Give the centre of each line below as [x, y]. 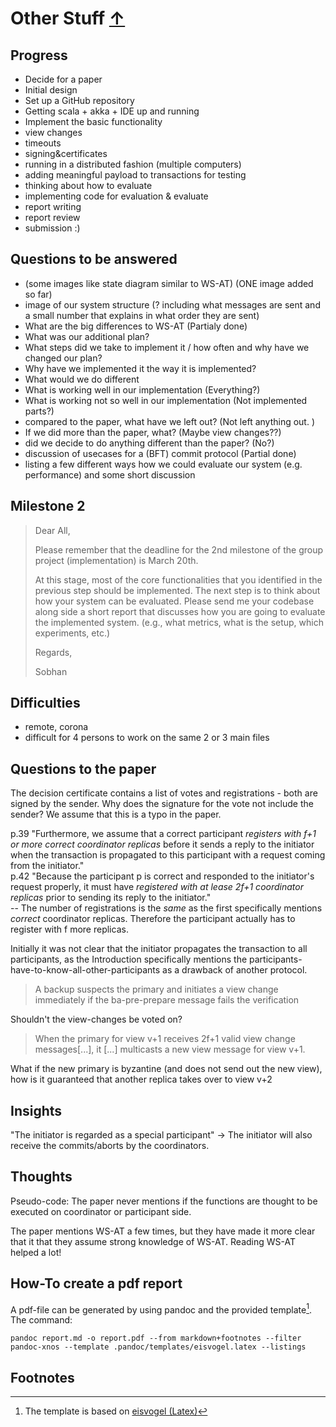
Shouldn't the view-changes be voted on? [96, 1019]
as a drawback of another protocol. [235, 970]
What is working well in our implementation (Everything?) [142, 389]
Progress [39, 55]
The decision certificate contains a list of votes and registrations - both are [164, 793]
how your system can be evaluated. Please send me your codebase [174, 601]
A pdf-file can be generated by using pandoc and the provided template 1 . [161, 1309]
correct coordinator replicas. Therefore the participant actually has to [153, 919]
